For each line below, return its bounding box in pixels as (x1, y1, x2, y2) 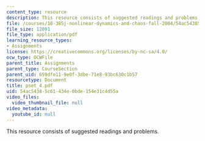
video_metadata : (6, 105, 48, 112)
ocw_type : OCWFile (6, 54, 53, 60)
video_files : (6, 94, 40, 100)
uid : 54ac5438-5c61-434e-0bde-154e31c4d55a (6, 89, 119, 95)
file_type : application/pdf (6, 32, 78, 38)
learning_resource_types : (6, 37, 72, 43)
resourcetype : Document (6, 77, 67, 83)
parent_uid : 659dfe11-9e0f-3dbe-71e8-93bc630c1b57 (6, 71, 138, 78)
